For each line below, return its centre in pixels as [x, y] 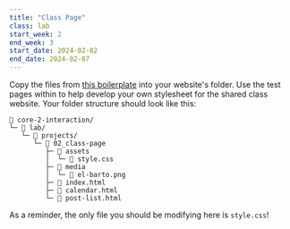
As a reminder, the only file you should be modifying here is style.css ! [139, 215]
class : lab [30, 26]
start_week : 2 [36, 34]
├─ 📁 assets [68, 151]
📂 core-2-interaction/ [51, 120]
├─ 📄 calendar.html [81, 191]
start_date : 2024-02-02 [54, 51]
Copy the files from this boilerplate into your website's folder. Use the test [145, 85]
